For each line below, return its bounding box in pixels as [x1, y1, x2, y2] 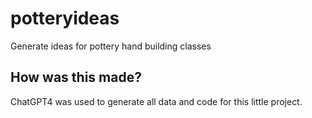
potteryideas [10, 7, 120, 30]
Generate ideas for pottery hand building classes [10, 40, 212, 52]
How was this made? [10, 69, 142, 86]
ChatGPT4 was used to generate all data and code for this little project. [10, 95, 303, 107]
